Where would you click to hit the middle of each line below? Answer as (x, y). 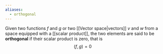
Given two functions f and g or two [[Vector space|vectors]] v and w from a (82, 28)
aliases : (14, 10)
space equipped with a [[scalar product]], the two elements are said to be (80, 33)
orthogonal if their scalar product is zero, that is (54, 39)
